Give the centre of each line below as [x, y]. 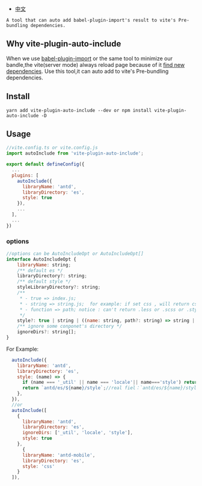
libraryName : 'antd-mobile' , [59, 455]
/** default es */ [40, 270]
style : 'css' [38, 466]
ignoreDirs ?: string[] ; [47, 332]
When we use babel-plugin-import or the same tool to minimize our [90, 58]
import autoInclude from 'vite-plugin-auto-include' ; [75, 153]
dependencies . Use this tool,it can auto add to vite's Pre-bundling [87, 71]
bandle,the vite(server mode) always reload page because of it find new [96, 64]
